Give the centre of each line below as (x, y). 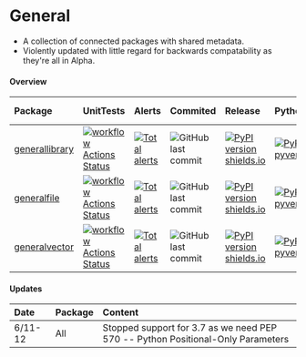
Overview (28, 81)
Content (121, 312)
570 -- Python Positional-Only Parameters (196, 340)
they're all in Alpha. (59, 60)
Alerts (148, 111)
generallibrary (44, 149)
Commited (193, 111)
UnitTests (104, 111)
